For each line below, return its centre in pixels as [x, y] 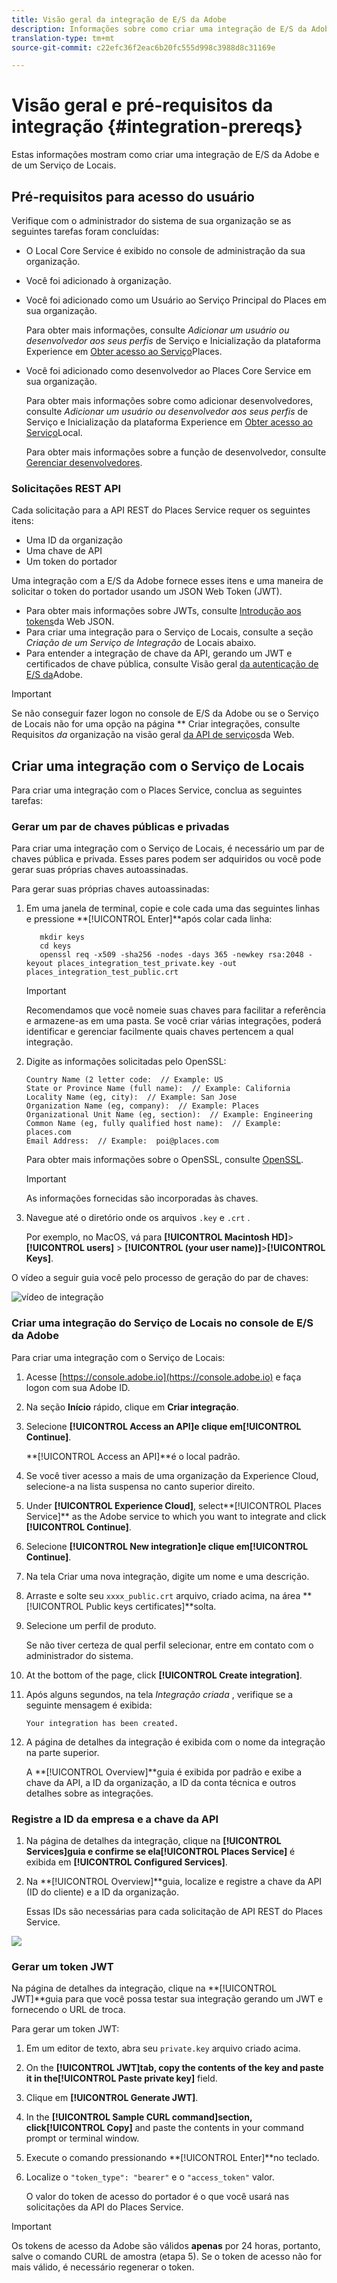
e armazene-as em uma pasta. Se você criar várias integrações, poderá [173, 1021]
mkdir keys [62, 937]
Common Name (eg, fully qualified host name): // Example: [153, 1124]
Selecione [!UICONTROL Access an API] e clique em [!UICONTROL [163, 1426]
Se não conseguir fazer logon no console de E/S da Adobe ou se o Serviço [165, 713]
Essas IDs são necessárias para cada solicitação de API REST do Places [174, 1911]
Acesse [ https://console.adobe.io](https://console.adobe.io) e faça [163, 1377]
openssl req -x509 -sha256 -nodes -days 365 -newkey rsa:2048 [171, 955]
